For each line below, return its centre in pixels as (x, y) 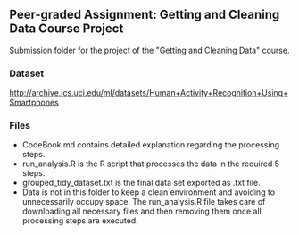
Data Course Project (66, 29)
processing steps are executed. (80, 221)
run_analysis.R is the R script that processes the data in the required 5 (150, 164)
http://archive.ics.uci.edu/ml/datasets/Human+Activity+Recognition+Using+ (149, 93)
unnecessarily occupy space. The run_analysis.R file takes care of (144, 202)
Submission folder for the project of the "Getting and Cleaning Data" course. (149, 50)
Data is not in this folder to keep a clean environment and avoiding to (149, 192)
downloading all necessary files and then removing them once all (141, 211)
